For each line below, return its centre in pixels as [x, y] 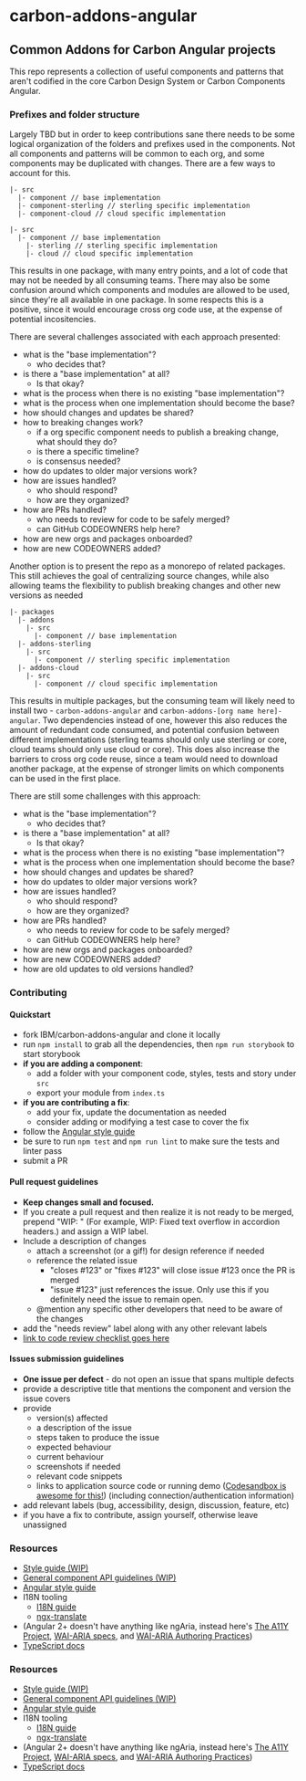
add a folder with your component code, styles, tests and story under [166, 1074]
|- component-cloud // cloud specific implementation [122, 214]
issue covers [46, 1399]
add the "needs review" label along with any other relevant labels [145, 1328]
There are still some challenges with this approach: [105, 796]
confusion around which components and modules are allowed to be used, [149, 290]
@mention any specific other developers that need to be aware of [159, 1309]
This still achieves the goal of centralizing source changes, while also [139, 576]
